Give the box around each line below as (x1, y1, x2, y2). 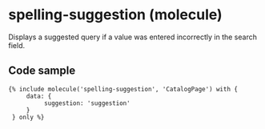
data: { (26, 92, 52, 100)
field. (8, 40, 26, 50)
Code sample (8, 64, 76, 78)
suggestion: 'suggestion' (43, 99, 130, 107)
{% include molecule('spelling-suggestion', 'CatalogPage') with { (8, 85, 239, 93)
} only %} (11, 113, 45, 121)
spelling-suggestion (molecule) (8, 6, 223, 24)
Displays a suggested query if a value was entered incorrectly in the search (8, 32, 258, 42)
